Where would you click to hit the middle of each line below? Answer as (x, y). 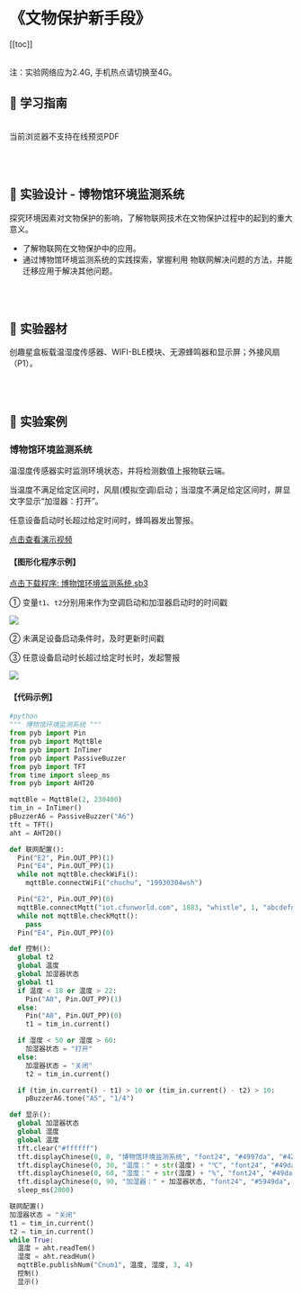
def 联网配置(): (37, 849)
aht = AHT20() (36, 833)
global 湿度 (39, 1132)
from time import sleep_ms (60, 775)
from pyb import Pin (48, 733)
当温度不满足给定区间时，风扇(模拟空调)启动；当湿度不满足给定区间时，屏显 (150, 490)
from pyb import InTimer (56, 750)
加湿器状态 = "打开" (59, 1049)
